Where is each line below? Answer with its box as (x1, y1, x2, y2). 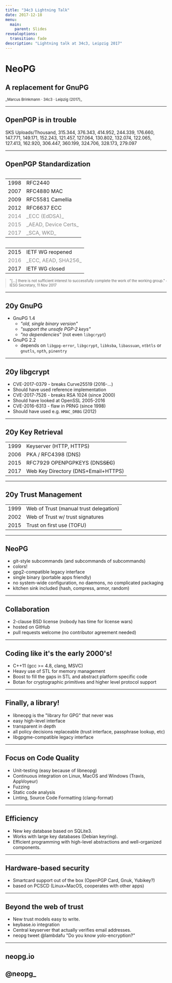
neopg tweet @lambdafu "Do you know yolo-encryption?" (12, 932, 136, 938)
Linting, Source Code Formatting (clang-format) (12, 794, 114, 801)
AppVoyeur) (12, 778, 38, 784)
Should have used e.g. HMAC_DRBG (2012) (12, 408, 97, 414)
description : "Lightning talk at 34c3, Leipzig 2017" (5, 41, 123, 46)
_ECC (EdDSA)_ (26, 213, 64, 220)
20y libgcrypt (5, 367, 50, 376)
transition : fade (10, 36, 47, 42)
